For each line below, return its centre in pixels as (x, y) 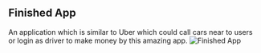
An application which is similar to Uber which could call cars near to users (130, 32)
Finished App (42, 13)
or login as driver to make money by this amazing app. (98, 40)
